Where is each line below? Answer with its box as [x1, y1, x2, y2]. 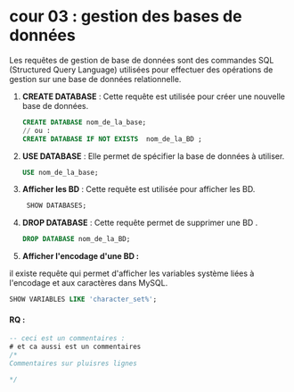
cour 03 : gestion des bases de [9, 6, 242, 27]
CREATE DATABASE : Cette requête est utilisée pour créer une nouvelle [21, 91, 285, 102]
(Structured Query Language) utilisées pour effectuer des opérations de [9, 64, 274, 75]
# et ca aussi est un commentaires [9, 342, 142, 352]
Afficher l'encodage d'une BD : [21, 251, 140, 262]
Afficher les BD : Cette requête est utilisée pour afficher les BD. [21, 184, 256, 195]
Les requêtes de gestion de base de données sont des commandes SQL [9, 54, 274, 65]
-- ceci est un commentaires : [9, 334, 126, 343]
